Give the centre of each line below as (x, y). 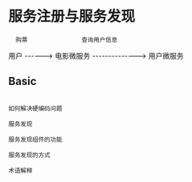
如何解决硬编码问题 (35, 108)
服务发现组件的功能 (35, 140)
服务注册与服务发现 (72, 16)
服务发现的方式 (29, 155)
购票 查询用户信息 (67, 40)
